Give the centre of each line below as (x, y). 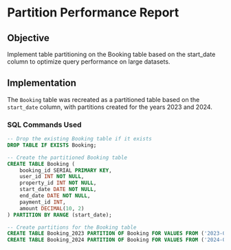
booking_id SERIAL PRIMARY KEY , (66, 170)
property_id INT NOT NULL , (58, 183)
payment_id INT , (43, 202)
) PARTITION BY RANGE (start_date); (59, 215)
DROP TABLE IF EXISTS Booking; (52, 145)
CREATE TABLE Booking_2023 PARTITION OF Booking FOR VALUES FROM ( (106, 234)
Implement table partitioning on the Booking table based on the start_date (111, 54)
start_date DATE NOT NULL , (58, 190)
